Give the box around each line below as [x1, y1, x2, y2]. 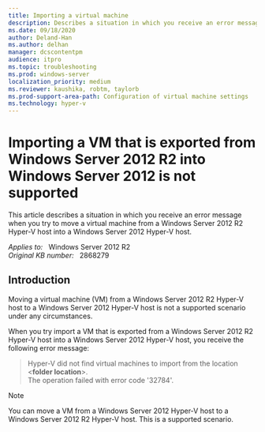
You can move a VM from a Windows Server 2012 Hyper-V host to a [8, 406, 229, 415]
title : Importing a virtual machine [8, 11, 129, 20]
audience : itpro [8, 56, 62, 64]
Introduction [8, 273, 71, 287]
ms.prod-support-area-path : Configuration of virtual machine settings [8, 92, 248, 100]
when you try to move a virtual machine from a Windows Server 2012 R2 [8, 219, 244, 228]
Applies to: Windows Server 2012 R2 [8, 242, 131, 252]
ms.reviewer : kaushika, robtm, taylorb [8, 85, 140, 93]
